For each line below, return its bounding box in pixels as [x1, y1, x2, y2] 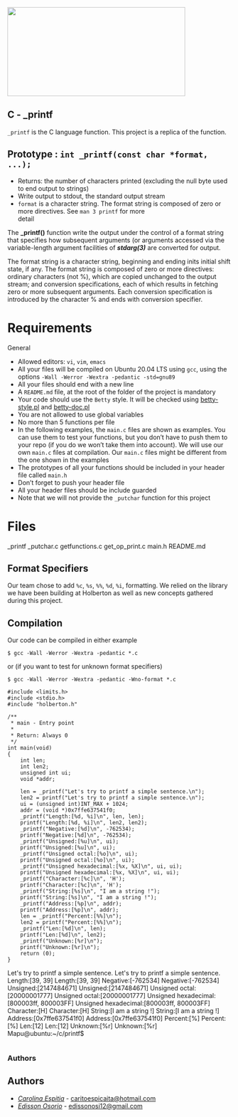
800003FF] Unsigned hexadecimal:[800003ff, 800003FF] [40, 999, 211, 1007]
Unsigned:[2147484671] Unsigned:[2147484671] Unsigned [7, 984, 179, 992]
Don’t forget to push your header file [17, 478, 125, 487]
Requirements [7, 320, 92, 336]
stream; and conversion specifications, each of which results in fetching [7, 280, 219, 288]
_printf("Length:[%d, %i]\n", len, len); [20, 813, 144, 820]
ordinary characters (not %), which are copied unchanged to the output [7, 272, 217, 280]
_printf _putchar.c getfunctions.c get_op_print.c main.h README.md [7, 542, 206, 550]
